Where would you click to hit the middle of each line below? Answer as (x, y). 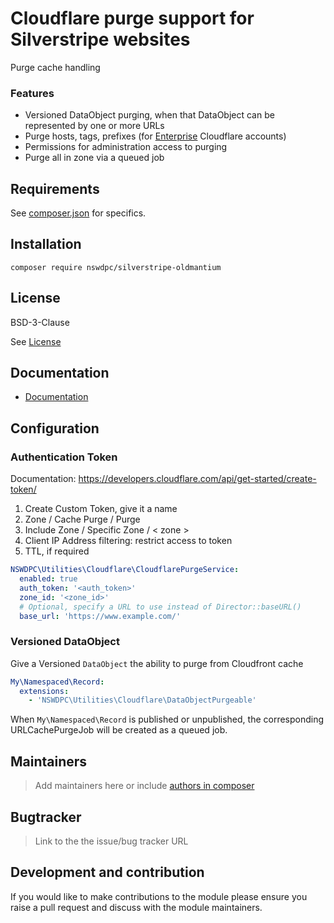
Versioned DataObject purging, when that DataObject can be (149, 115)
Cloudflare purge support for (132, 18)
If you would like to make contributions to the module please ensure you (159, 896)
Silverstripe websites (100, 39)
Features (32, 93)
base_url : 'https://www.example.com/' (100, 616)
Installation (46, 244)
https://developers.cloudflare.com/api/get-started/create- (197, 479)
